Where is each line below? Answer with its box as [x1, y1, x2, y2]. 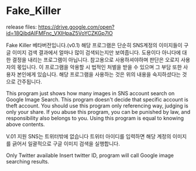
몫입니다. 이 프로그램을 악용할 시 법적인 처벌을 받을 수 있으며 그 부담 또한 [16, 63, 183, 71]
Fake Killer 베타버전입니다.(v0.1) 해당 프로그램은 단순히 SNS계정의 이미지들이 [6, 41, 183, 48]
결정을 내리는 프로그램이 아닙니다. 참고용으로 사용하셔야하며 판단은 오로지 [12, 56, 180, 63]
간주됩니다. [16, 78, 43, 85]
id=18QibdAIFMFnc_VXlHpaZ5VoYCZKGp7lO [6, 29, 113, 36]
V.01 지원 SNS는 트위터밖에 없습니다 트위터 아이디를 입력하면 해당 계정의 [6, 132, 171, 139]
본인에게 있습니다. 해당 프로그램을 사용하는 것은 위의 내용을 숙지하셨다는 [16, 71, 181, 78]
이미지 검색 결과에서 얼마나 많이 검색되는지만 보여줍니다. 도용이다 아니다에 [12, 48, 181, 56]
